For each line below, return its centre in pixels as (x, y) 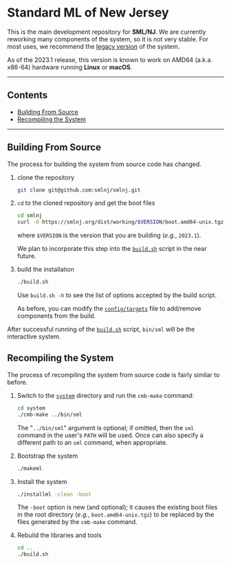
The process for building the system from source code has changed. (104, 164)
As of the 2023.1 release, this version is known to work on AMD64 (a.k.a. (110, 59)
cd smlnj (30, 216)
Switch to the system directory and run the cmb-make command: (106, 395)
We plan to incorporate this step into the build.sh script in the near (112, 249)
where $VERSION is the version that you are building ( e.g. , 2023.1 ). (109, 235)
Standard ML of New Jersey (88, 13)
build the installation (45, 270)
